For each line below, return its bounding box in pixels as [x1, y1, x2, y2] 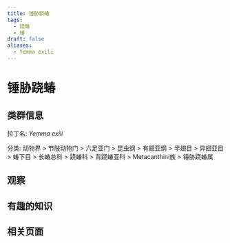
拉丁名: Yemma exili [7, 129, 63, 138]
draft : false [7, 36, 45, 43]
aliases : [7, 42, 32, 49]
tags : [7, 17, 23, 23]
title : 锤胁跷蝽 [7, 10, 50, 17]
